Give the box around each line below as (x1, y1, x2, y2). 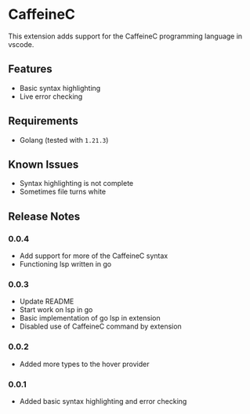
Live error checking (19, 92, 83, 101)
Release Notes (8, 209, 81, 223)
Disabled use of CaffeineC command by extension (19, 321, 182, 331)
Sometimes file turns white (19, 187, 107, 197)
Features (8, 63, 53, 76)
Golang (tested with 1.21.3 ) (19, 135, 109, 144)
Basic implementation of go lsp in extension (19, 314, 161, 323)
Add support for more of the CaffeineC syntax (19, 251, 168, 260)
